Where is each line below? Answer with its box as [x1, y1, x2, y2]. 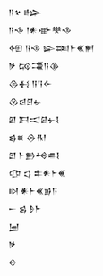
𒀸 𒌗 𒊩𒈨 [8, 204, 42, 213]
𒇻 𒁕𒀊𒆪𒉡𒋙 [8, 114, 60, 124]
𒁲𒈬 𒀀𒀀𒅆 [8, 79, 53, 88]
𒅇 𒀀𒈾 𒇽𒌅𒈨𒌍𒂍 [8, 43, 95, 53]
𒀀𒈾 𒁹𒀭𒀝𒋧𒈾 [8, 25, 73, 35]
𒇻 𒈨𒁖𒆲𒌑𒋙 [8, 150, 60, 160]
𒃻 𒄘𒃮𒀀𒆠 [8, 61, 60, 71]
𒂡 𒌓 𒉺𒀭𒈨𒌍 [8, 168, 66, 178]
